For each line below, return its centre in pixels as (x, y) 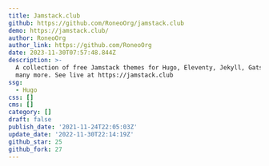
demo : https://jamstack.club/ (59, 30)
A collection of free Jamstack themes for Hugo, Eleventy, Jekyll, (130, 68)
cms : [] (21, 105)
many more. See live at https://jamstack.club (94, 75)
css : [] (21, 97)
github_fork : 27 (35, 149)
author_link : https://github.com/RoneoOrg (80, 45)
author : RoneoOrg (37, 38)
